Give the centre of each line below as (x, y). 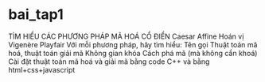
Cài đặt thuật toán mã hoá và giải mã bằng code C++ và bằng (109, 61)
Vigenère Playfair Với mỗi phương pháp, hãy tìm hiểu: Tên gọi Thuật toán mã (133, 44)
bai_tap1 (36, 15)
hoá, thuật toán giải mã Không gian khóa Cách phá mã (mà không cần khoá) (133, 53)
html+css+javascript (42, 69)
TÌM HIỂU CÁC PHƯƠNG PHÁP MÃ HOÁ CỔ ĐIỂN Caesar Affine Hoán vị (126, 36)
